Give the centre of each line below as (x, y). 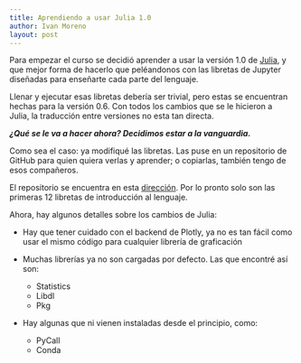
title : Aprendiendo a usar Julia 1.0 (80, 18)
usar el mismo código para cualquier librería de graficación (132, 242)
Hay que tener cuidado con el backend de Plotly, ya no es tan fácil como (157, 232)
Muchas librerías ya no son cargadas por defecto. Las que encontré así (155, 259)
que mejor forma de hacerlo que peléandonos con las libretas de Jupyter (146, 70)
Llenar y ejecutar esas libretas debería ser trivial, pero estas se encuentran (149, 97)
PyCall (48, 340)
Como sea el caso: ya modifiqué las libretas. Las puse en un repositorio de (148, 151)
